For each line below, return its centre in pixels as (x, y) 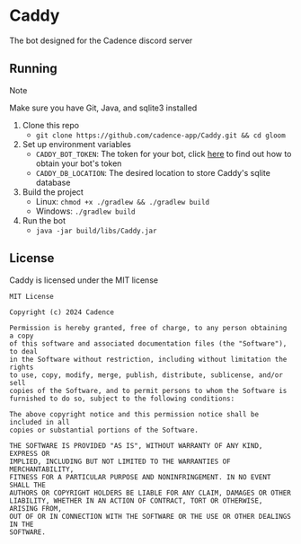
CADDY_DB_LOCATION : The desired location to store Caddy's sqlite (153, 172)
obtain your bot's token (79, 163)
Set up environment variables (77, 144)
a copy (22, 336)
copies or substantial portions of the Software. (104, 430)
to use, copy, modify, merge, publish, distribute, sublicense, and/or (146, 375)
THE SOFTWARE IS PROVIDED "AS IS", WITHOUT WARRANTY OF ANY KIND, (136, 445)
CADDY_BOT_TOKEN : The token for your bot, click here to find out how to (164, 154)
